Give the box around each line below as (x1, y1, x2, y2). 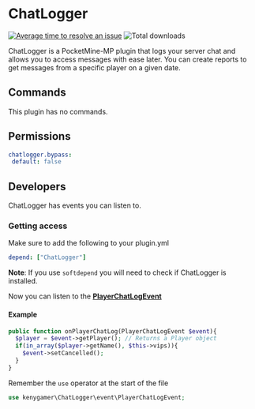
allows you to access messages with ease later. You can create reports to (8, 54, 247, 64)
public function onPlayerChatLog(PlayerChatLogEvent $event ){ (8, 327, 217, 336)
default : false (11, 158, 62, 166)
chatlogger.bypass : (8, 151, 73, 159)
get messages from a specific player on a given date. (8, 62, 182, 72)
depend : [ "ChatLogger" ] (8, 253, 87, 261)
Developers (8, 179, 66, 193)
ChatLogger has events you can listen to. (8, 201, 142, 210)
